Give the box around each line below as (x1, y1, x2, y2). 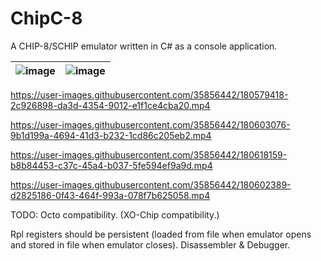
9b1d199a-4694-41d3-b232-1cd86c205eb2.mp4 (10, 129, 212, 141)
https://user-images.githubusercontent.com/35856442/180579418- (10, 88, 289, 101)
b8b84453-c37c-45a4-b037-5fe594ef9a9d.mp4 (10, 159, 213, 171)
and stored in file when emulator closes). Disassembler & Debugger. (10, 238, 291, 251)
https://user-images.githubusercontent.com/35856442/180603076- (10, 118, 291, 131)
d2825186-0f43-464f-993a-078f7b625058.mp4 (10, 189, 211, 201)
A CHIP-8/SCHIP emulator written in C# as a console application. (10, 40, 278, 52)
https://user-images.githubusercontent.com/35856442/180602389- (10, 178, 292, 191)
